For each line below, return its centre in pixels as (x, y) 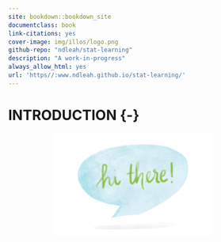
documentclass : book (42, 25)
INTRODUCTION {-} (74, 115)
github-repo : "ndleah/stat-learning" (70, 50)
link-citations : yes (42, 33)
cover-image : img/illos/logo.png (63, 42)
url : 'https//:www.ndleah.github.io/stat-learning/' (97, 75)
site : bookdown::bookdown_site (60, 17)
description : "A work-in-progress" (67, 59)
